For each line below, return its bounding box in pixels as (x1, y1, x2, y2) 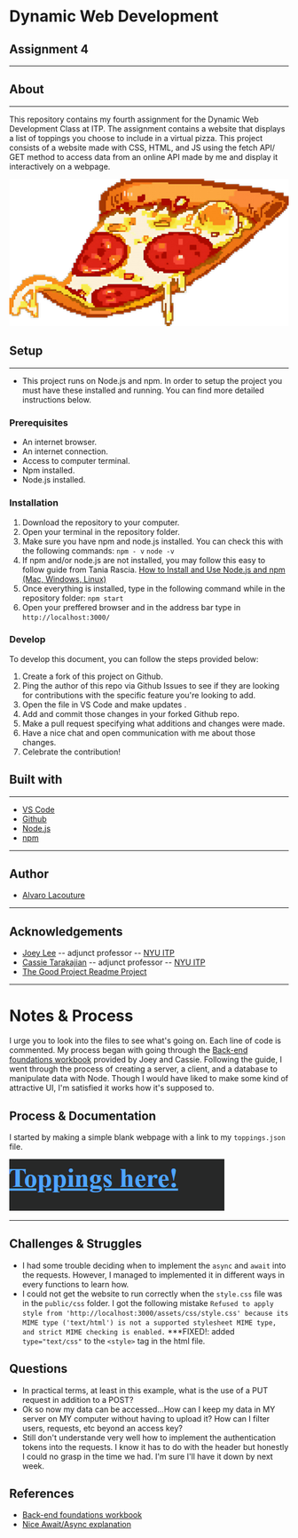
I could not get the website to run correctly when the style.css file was (21, 1288, 283, 1299)
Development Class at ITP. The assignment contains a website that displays (9, 123, 286, 134)
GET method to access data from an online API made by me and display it (9, 151, 278, 162)
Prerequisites (9, 416, 68, 428)
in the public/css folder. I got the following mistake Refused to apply (21, 1297, 275, 1308)
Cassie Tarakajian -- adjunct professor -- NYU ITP (21, 957, 206, 968)
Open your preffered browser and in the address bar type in (21, 602, 241, 612)
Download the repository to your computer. (21, 517, 180, 528)
